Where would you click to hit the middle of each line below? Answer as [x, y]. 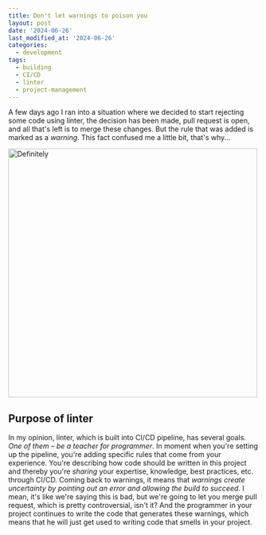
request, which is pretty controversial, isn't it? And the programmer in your [130, 506]
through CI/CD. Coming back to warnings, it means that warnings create [127, 480]
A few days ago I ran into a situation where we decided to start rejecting [126, 112]
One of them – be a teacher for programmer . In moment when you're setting [133, 446]
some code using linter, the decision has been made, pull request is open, [129, 121]
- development [39, 53]
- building [33, 68]
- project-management [51, 90]
